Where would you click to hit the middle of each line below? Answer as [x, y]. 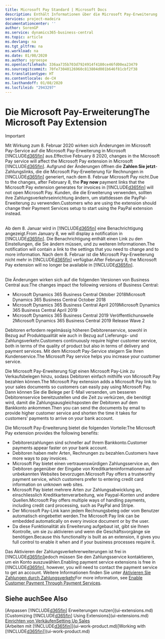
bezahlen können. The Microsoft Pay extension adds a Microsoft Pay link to [81, 382]
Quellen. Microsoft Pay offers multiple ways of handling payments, [79, 500]
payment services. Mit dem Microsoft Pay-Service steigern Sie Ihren [74, 351]
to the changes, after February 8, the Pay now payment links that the [75, 182]
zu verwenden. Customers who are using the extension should [94, 203]
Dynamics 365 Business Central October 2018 [59, 300]
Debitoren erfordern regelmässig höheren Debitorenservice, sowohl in [76, 330]
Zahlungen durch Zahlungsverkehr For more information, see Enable [74, 578]
